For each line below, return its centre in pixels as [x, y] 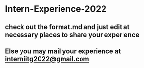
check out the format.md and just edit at [67, 27]
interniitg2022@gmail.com [47, 59]
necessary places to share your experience [72, 34]
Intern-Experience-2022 [56, 9]
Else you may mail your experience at [63, 51]
